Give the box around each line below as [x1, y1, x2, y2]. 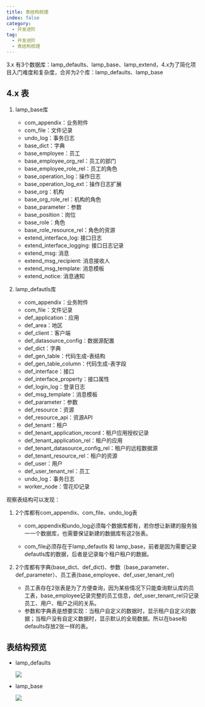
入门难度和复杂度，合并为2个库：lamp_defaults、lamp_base [11, 68, 163, 76]
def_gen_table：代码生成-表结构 [24, 352, 106, 359]
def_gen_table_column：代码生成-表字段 [24, 360, 127, 367]
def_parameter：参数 [24, 398, 78, 405]
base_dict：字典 [24, 142, 65, 149]
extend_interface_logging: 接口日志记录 [24, 241, 124, 249]
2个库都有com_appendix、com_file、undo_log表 [15, 509, 138, 516]
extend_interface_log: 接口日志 [24, 234, 102, 241]
